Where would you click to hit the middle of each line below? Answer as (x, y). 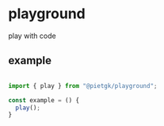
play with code (32, 36)
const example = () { (44, 100)
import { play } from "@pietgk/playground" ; (83, 86)
